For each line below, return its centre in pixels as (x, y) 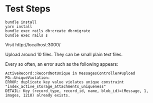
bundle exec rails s (27, 35)
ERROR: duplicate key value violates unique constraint (64, 82)
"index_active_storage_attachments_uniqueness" (56, 86)
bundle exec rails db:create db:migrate (48, 31)
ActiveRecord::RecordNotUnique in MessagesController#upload (70, 73)
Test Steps (28, 9)
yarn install (19, 26)
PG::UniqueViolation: (28, 78)
